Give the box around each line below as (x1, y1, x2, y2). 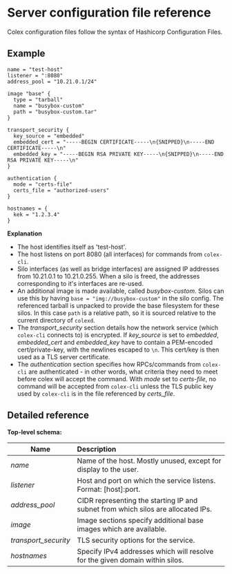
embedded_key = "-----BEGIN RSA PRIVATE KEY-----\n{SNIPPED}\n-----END (13, 151, 224, 157)
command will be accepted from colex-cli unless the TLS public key (17, 382, 214, 390)
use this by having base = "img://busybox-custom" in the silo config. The (17, 294, 224, 302)
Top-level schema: (7, 428, 62, 436)
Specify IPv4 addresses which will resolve (77, 546, 214, 556)
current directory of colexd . (17, 316, 95, 324)
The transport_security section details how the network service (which (17, 323, 219, 332)
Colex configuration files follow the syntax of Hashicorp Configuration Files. (7, 28, 223, 36)
